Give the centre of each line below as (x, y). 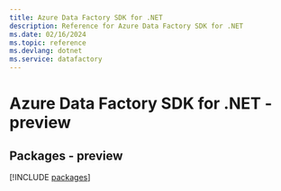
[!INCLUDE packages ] (50, 177)
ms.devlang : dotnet (46, 51)
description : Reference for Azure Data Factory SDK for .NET (127, 26)
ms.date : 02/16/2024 (48, 34)
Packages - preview (66, 156)
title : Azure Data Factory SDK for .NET (86, 17)
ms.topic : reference (48, 43)
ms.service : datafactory (56, 59)
